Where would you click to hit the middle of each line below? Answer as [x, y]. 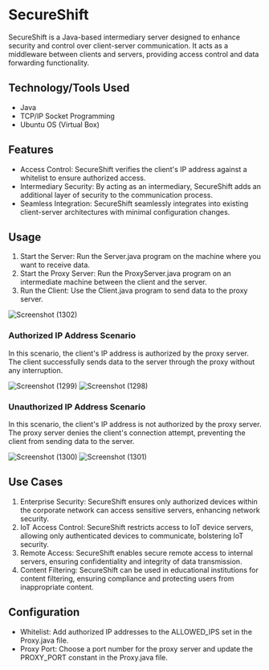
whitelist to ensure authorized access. [83, 178]
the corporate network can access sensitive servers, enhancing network [140, 510]
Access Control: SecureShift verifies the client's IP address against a [133, 169]
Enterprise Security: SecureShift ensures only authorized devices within [139, 501]
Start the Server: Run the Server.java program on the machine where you [140, 257]
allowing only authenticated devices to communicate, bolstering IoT [132, 536]
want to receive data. [55, 265]
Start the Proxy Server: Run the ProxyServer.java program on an [125, 273]
